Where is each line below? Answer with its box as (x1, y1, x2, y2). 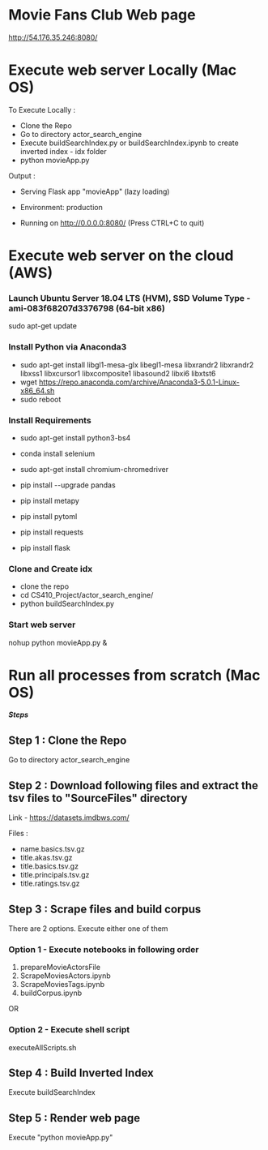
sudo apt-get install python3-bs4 (19, 432, 131, 443)
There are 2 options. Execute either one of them (8, 923, 168, 933)
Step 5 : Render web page (8, 1111, 141, 1125)
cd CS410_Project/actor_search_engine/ (19, 590, 154, 600)
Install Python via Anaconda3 (8, 341, 127, 353)
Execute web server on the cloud (8, 247, 234, 265)
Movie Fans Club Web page (8, 6, 196, 24)
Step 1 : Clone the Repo (8, 733, 127, 747)
